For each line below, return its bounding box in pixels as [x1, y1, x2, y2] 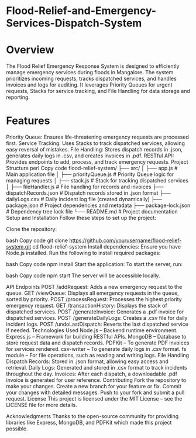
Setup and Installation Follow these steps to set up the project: [6, 215, 156, 222]
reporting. [6, 94, 30, 101]
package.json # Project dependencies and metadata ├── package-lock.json [6, 202, 191, 209]
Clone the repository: [6, 226, 57, 233]
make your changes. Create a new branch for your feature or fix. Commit [6, 383, 181, 390]
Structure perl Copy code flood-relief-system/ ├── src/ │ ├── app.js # [6, 165, 178, 172]
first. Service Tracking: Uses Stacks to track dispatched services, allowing [6, 140, 185, 147]
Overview [6, 43, 54, 57]
